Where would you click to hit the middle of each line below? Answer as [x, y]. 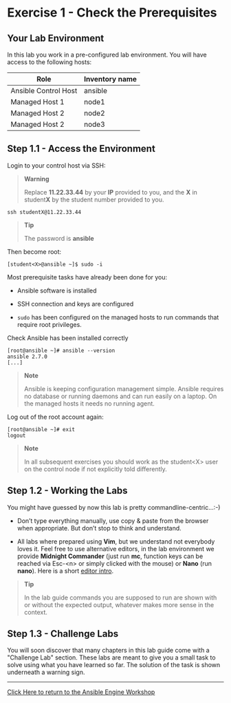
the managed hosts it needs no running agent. [89, 403]
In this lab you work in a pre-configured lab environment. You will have [107, 55]
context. [36, 612]
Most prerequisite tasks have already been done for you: [87, 277]
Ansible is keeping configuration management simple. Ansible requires [124, 388]
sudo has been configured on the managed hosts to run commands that [118, 317]
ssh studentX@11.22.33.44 [44, 212]
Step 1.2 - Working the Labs [68, 491]
